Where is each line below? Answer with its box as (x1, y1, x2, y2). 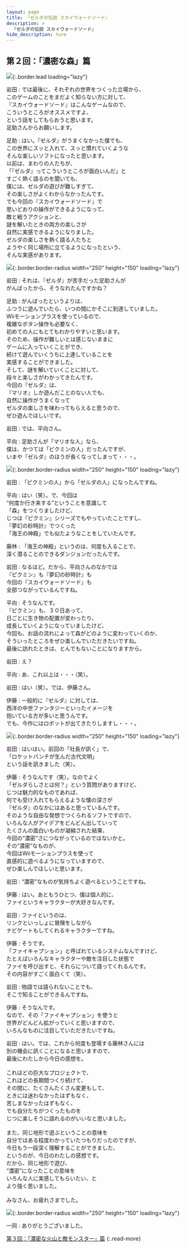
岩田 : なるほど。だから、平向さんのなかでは (6, 563, 118, 571)
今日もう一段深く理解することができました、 (6, 1144, 119, 1151)
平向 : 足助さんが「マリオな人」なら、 (6, 438, 102, 445)
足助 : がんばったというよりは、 (6, 297, 86, 305)
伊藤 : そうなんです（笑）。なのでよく (6, 773, 99, 781)
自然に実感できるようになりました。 (6, 228, 98, 236)
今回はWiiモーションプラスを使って (6, 849, 94, 857)
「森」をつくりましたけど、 (6, 507, 76, 514)
